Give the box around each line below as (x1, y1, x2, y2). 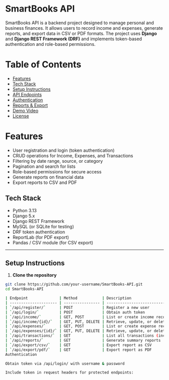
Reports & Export (12, 102, 48, 108)
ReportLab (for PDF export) (12, 234, 69, 240)
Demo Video (12, 107, 39, 113)
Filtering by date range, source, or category (12, 158, 103, 164)
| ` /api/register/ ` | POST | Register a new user (5, 305, 150, 310)
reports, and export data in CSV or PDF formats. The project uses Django (5, 30, 157, 36)
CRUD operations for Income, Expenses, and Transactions (12, 152, 133, 159)
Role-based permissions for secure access (12, 168, 102, 174)
